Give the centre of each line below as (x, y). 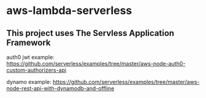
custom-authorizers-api (36, 70)
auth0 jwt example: (30, 57)
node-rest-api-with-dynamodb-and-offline (60, 88)
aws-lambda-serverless (69, 11)
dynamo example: (29, 82)
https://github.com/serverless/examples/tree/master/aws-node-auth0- (96, 64)
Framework (29, 42)
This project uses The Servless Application (90, 33)
